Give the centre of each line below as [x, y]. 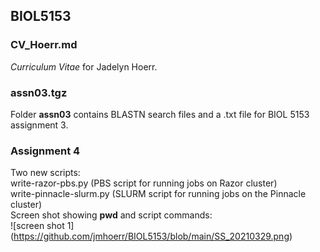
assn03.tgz [39, 92]
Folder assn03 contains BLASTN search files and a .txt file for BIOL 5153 [160, 114]
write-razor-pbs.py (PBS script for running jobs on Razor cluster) [144, 183]
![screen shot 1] [42, 226]
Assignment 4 [45, 151]
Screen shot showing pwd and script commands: [111, 215]
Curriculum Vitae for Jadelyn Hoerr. [84, 66]
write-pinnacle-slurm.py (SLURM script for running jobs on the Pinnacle [158, 194]
